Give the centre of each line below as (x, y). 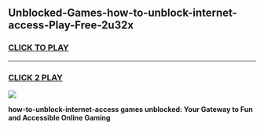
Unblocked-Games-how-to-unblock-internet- (123, 13)
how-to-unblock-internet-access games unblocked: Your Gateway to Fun (130, 109)
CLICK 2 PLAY (35, 77)
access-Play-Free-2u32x (71, 26)
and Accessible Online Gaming (59, 117)
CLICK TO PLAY (38, 48)
